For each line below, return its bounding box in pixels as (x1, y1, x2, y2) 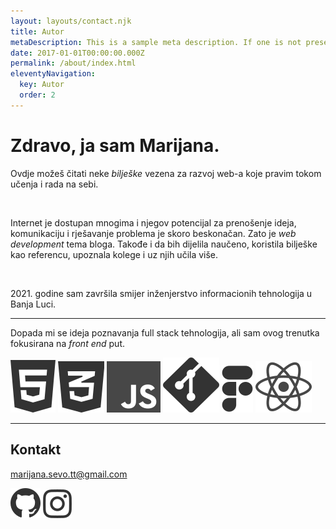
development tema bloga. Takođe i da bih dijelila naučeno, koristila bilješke (10, 238, 318, 250)
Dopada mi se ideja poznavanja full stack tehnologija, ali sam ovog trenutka (10, 326, 320, 339)
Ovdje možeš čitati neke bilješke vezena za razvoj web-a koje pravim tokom (10, 167, 322, 179)
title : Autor (10, 26, 65, 37)
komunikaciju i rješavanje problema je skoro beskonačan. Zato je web (10, 227, 297, 239)
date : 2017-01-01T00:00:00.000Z (10, 48, 145, 58)
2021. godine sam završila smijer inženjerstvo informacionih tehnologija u (10, 287, 313, 299)
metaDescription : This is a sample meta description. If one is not (10, 37, 302, 47)
